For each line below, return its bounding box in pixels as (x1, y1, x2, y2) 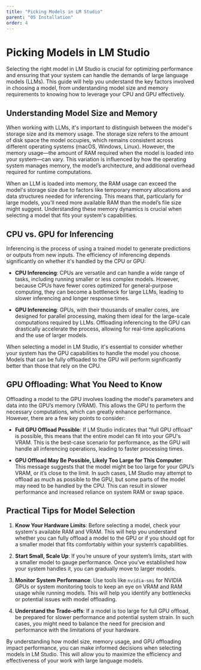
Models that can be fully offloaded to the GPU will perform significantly (6, 356, 181, 363)
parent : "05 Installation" (6, 14, 74, 20)
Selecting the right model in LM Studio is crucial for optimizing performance (6, 65, 193, 72)
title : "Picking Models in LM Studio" (6, 8, 103, 15)
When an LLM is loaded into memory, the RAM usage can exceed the (6, 180, 176, 187)
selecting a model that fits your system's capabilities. (6, 212, 138, 219)
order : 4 (6, 20, 28, 26)
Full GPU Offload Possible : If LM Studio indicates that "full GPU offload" (14, 426, 193, 433)
